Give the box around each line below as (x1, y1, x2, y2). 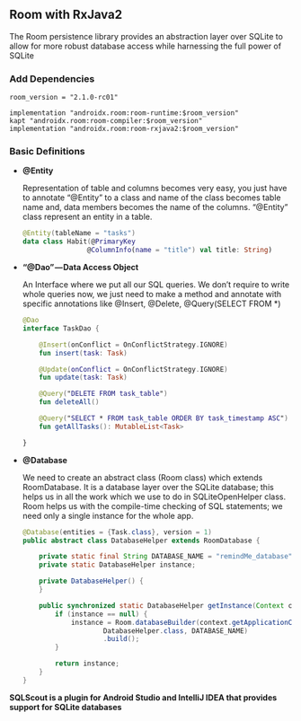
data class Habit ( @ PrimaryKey (22, 237, 137, 246)
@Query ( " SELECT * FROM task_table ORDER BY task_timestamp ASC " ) (39, 414, 289, 423)
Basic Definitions (9, 145, 85, 158)
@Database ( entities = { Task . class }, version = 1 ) (22, 527, 213, 537)
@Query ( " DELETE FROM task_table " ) (39, 390, 168, 399)
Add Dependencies (9, 72, 95, 84)
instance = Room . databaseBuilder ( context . (70, 618, 233, 627)
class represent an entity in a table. (22, 211, 153, 223)
